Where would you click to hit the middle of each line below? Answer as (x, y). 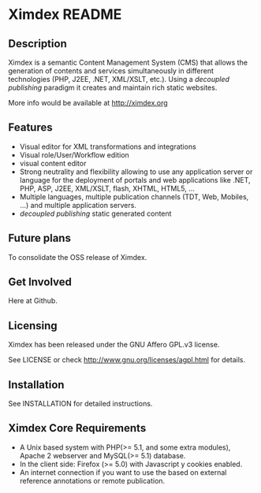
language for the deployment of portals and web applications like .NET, (135, 180)
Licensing (33, 326)
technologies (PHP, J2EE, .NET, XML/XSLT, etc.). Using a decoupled (119, 79)
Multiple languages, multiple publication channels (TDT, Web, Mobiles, (134, 196)
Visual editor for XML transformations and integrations (108, 146)
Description (37, 44)
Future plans (39, 238)
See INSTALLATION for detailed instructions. (80, 404)
